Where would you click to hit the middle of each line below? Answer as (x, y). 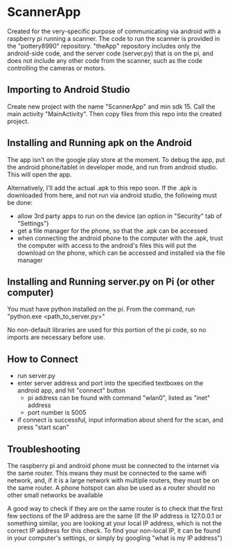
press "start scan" (43, 427)
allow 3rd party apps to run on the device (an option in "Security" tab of (119, 216)
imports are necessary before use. (56, 337)
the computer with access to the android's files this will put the (107, 245)
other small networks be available (55, 495)
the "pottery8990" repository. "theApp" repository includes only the (104, 46)
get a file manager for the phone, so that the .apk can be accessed (112, 231)
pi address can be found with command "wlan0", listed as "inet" (119, 398)
